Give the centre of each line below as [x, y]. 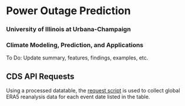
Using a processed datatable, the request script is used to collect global [93, 91]
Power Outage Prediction [68, 11]
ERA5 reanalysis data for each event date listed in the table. [78, 97]
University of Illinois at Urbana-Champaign [68, 29]
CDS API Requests [40, 76]
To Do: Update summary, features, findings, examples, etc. [77, 58]
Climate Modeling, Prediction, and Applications [75, 45]
